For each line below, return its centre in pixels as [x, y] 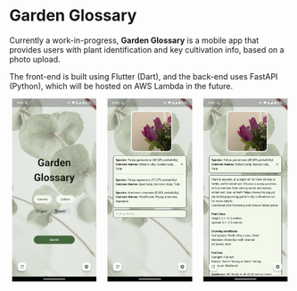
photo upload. [35, 59]
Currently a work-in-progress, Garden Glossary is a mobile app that [134, 40]
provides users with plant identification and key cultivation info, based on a [147, 49]
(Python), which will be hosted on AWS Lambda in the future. [121, 86]
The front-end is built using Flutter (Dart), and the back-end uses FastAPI [144, 76]
